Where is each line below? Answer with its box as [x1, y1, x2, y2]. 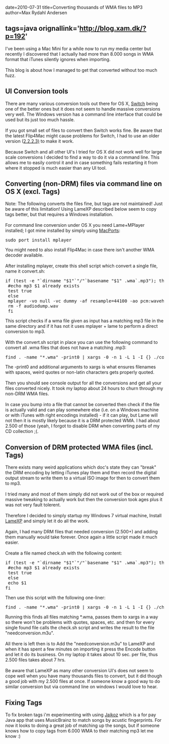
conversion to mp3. [5, 328, 45, 335]
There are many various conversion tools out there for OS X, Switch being [5, 101, 158, 107]
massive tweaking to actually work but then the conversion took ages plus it [5, 497, 162, 503]
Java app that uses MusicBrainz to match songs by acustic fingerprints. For [5, 717, 162, 723]
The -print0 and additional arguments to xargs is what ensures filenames [5, 364, 156, 370]
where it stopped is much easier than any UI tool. [5, 165, 107, 171]
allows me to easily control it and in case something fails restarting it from [5, 159, 158, 166]
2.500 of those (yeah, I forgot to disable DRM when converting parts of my [5, 423, 160, 429]
